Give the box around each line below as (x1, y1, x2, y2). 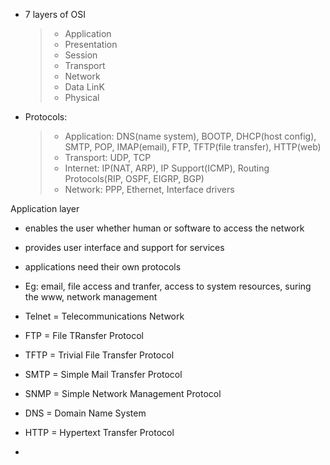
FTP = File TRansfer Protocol (24, 330, 144, 341)
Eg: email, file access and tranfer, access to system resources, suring (24, 280, 312, 292)
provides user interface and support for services (24, 242, 225, 253)
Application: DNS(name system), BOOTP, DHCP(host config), (64, 130, 317, 142)
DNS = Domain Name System (24, 407, 147, 419)
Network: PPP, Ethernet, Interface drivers (64, 184, 235, 195)
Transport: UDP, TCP (64, 152, 152, 163)
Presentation (64, 39, 118, 50)
